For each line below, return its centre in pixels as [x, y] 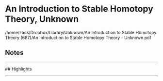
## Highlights [18, 69]
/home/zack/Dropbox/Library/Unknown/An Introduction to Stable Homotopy [81, 32]
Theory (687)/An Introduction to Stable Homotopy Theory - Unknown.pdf [78, 38]
